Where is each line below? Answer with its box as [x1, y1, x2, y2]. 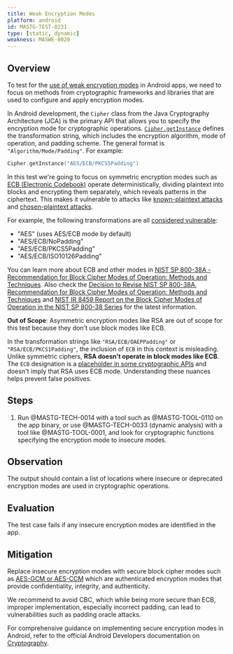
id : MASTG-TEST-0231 [7, 23, 68, 30]
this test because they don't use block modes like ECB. [7, 323, 166, 332]
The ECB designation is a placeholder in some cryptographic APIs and [7, 359, 206, 368]
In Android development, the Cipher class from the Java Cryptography [7, 109, 210, 118]
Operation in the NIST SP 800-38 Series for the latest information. [7, 302, 197, 311]
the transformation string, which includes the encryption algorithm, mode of [7, 131, 226, 140]
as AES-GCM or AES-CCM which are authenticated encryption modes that [7, 575, 222, 583]
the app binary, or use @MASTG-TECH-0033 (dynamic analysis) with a [17, 421, 223, 429]
